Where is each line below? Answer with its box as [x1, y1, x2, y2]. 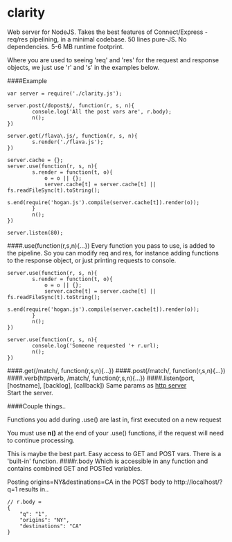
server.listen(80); [7, 229, 64, 236]
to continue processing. [7, 436, 75, 444]
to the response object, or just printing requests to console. [7, 256, 177, 264]
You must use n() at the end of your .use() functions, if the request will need [7, 428, 224, 437]
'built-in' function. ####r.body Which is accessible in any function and [7, 457, 208, 465]
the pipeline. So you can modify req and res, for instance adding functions [7, 249, 220, 257]
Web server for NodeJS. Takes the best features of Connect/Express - [7, 28, 208, 36]
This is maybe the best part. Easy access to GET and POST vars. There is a [7, 449, 222, 458]
